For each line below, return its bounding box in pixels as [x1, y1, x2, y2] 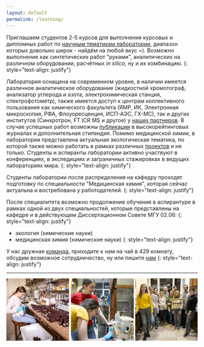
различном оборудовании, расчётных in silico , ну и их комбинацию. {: [6, 60, 188, 67]
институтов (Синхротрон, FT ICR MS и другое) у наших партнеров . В [6, 116, 185, 124]
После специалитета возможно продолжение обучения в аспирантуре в [6, 198, 196, 205]
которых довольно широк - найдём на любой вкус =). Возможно [6, 46, 175, 54]
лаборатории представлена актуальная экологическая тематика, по [6, 136, 185, 143]
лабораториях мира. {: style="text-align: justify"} [6, 162, 132, 169]
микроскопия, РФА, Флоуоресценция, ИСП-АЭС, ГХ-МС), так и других [6, 110, 190, 117]
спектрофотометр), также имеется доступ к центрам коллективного [6, 97, 185, 105]
